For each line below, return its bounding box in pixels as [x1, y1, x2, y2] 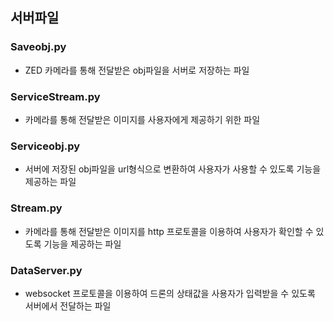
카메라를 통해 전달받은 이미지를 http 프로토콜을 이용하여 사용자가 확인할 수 [24, 225, 314, 237]
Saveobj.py [10, 40, 67, 54]
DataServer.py [10, 263, 83, 277]
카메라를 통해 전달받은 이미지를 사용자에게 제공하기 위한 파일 [24, 113, 261, 125]
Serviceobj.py [10, 139, 81, 153]
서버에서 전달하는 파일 [24, 299, 112, 312]
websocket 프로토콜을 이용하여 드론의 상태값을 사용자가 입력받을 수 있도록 [24, 287, 316, 299]
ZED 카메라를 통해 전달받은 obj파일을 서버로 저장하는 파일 [24, 64, 250, 76]
